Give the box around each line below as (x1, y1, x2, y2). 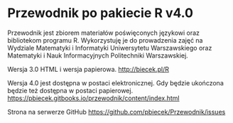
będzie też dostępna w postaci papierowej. (7, 86, 134, 95)
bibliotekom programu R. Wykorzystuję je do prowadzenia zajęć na (7, 36, 203, 44)
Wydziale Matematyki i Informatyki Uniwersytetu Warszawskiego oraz (7, 43, 212, 52)
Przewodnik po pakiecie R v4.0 (7, 5, 194, 21)
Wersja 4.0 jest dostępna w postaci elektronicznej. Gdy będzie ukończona (7, 78, 224, 87)
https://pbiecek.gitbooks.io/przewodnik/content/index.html (7, 94, 180, 102)
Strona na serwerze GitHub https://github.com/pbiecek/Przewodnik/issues (7, 107, 226, 116)
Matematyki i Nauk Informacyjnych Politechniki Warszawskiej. (7, 51, 188, 60)
